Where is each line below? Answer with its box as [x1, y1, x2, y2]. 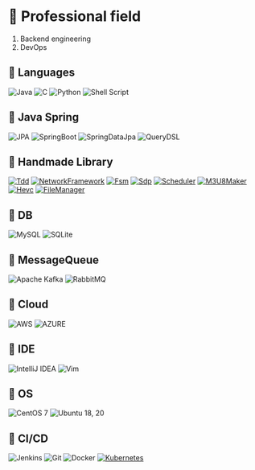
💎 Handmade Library [8, 155, 113, 168]
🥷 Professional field [8, 7, 142, 26]
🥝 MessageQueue [8, 253, 99, 266]
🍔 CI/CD [8, 431, 49, 445]
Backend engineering [19, 34, 91, 43]
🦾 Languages [8, 66, 75, 80]
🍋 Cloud [8, 298, 49, 311]
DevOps [19, 42, 47, 52]
